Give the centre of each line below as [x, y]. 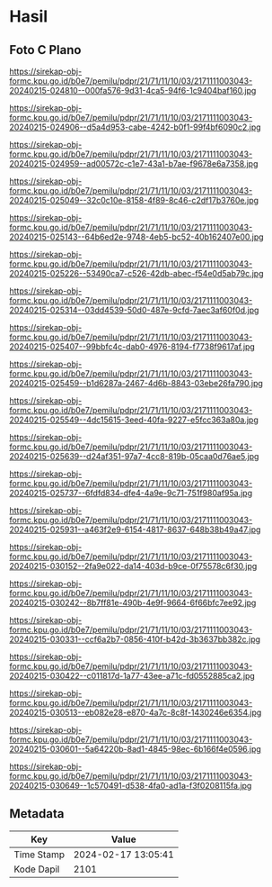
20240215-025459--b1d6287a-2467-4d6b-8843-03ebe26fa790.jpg [136, 383]
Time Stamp [39, 855]
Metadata [37, 814]
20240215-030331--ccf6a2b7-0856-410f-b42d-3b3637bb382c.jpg [135, 639]
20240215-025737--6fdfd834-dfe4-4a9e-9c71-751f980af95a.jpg [131, 493]
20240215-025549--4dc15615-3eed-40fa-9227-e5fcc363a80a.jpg [134, 420]
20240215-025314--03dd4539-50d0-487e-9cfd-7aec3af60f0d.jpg [134, 310]
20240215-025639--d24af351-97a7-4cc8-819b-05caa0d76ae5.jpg [134, 456]
